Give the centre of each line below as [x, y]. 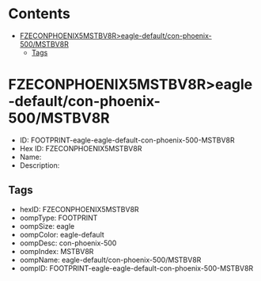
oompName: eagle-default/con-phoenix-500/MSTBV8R [110, 260]
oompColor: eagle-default [62, 234]
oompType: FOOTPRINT [59, 218]
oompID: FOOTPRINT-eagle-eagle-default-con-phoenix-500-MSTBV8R [136, 268]
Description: [40, 165]
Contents [40, 14]
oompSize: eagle [47, 226]
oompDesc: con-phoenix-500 [68, 243]
